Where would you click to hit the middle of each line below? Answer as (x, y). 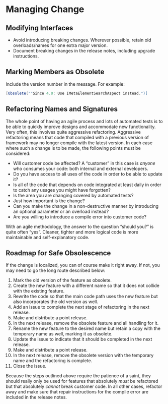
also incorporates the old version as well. (56, 302)
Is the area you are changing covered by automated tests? (73, 195)
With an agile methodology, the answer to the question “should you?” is (80, 226)
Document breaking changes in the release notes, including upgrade (84, 51)
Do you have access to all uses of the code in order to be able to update (88, 174)
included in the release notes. (36, 397)
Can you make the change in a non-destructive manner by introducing (86, 206)
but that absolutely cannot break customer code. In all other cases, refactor (84, 386)
